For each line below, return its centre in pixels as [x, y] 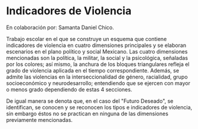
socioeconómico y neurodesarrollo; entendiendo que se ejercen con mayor [98, 83]
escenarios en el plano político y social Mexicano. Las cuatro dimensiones [97, 51]
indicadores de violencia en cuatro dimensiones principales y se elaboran [96, 45]
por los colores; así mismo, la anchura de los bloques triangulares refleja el [98, 64]
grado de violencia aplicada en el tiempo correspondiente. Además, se [93, 70]
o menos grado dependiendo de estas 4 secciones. [69, 89]
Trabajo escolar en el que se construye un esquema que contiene [87, 39]
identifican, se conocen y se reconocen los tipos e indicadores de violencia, [99, 107]
